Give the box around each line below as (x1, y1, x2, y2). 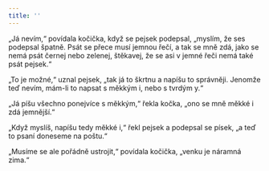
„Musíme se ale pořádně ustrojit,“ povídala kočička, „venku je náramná (8, 146, 242, 156)
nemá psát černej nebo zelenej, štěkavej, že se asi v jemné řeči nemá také (8, 50, 254, 60)
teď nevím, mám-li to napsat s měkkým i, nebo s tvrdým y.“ (8, 83, 204, 93)
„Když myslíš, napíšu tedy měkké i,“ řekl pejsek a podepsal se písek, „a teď (8, 122, 256, 132)
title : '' (8, 11, 42, 20)
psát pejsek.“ (8, 59, 52, 69)
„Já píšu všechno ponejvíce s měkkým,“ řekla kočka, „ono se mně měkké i (8, 98, 255, 108)
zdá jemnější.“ (8, 107, 55, 117)
